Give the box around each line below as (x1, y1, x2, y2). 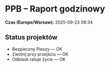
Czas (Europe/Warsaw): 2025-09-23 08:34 (5, 19, 93, 25)
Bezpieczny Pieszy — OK (12, 46, 63, 52)
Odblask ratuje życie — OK (12, 56, 66, 62)
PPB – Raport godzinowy (5, 3, 105, 14)
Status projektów (5, 33, 58, 41)
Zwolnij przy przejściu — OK (12, 51, 69, 57)
